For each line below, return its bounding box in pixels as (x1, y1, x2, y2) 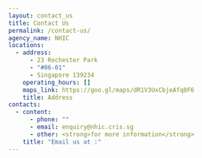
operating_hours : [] (22, 78, 91, 86)
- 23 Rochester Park (29, 57, 98, 65)
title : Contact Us (8, 19, 69, 27)
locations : (8, 41, 45, 49)
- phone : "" (29, 116, 69, 124)
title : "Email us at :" (22, 137, 102, 146)
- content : (15, 109, 52, 117)
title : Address (22, 93, 73, 101)
